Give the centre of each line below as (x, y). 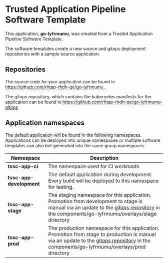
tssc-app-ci (23, 166)
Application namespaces (45, 123)
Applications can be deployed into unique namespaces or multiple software (83, 140)
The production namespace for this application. (104, 228)
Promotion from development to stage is (95, 201)
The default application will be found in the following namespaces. (73, 135)
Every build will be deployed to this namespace (103, 181)
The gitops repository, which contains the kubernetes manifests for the (78, 96)
